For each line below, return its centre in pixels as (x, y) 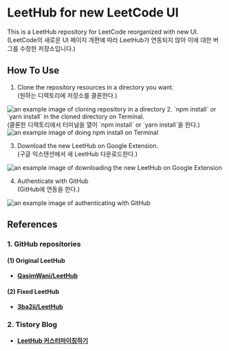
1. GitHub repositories (44, 244)
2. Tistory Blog (32, 325)
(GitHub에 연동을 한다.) (48, 189)
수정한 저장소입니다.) (47, 48)
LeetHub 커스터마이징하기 (52, 340)
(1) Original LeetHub (36, 260)
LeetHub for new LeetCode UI (93, 13)
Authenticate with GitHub (53, 181)
